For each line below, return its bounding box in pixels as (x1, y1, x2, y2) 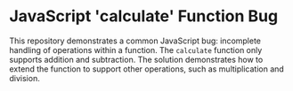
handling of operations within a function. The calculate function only (9, 44, 263, 55)
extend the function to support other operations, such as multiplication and (9, 64, 285, 74)
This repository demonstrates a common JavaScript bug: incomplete (9, 35, 261, 46)
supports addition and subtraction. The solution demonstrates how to (9, 54, 264, 64)
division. (9, 72, 40, 83)
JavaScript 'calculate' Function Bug (9, 6, 279, 27)
